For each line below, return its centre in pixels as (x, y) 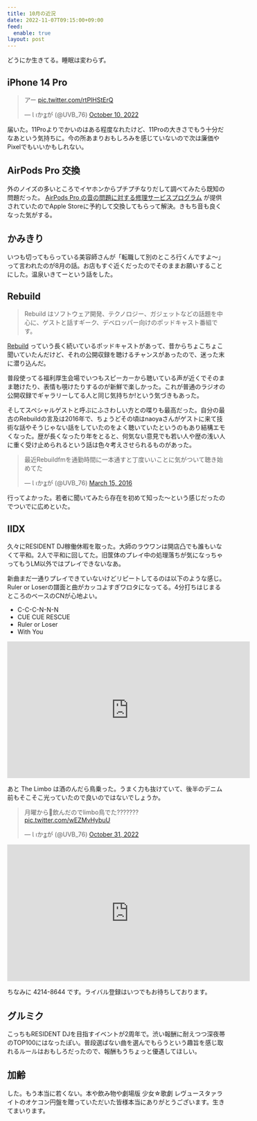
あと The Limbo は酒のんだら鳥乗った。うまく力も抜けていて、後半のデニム (115, 789)
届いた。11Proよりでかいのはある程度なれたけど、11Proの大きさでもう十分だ (116, 129)
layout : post (26, 40)
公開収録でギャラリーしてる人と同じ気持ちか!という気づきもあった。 (105, 396)
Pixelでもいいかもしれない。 (47, 146)
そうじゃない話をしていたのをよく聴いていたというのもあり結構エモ (128, 428)
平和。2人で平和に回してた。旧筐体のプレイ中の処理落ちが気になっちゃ (121, 555)
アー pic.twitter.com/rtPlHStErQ (69, 100)
